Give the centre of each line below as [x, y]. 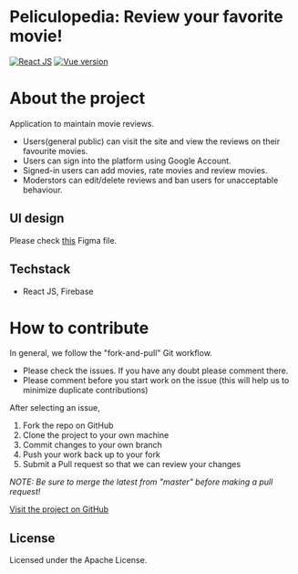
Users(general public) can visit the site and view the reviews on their [151, 141]
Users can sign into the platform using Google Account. [127, 161]
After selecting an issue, [55, 408]
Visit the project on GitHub [59, 509]
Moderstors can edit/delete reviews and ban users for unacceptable [150, 180]
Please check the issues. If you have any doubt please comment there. [155, 370]
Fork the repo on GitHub [68, 425]
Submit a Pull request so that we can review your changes [132, 464]
